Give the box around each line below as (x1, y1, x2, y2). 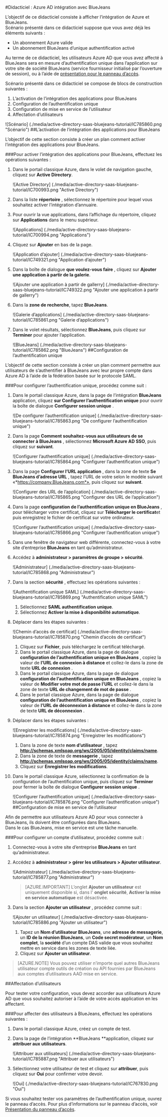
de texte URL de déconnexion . (20, 708, 85, 714)
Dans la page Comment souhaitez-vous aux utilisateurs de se (12, 433, 143, 439)
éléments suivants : (5, 30, 45, 36)
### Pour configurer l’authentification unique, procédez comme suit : (5, 382, 147, 388)
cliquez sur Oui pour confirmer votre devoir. (12, 1071, 103, 1077)
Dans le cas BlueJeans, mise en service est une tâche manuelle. (5, 825, 138, 830)
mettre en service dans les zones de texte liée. (20, 945, 117, 951)
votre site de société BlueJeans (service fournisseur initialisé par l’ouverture (5, 65, 162, 71)
